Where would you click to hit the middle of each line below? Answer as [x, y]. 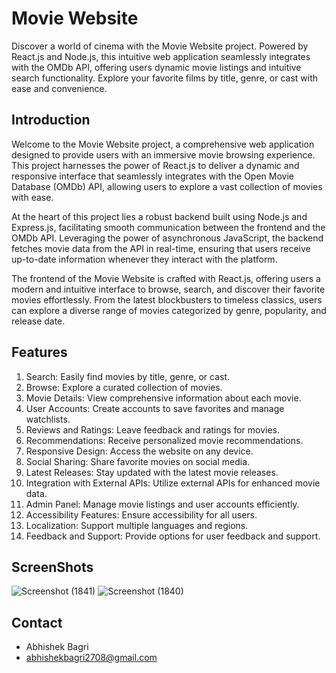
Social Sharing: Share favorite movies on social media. [138, 461]
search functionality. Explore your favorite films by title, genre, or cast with [164, 78]
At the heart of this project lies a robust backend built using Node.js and [159, 216]
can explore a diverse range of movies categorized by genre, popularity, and [169, 310]
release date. [38, 321]
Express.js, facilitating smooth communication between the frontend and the [168, 227]
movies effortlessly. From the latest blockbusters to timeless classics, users [167, 299]
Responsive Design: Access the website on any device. [139, 451]
